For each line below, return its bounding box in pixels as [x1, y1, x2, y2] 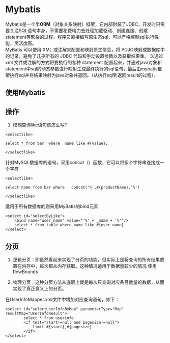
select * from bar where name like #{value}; [5, 141, 108, 146]
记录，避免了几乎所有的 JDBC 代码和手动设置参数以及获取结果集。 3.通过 [9, 52, 163, 59]
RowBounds [12, 269, 38, 275]
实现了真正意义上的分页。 [12, 285, 67, 292]
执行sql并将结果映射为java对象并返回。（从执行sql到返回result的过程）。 [9, 72, 159, 78]
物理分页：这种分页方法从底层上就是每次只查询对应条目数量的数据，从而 [12, 279, 164, 285]
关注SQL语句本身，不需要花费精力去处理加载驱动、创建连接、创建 [9, 27, 148, 34]
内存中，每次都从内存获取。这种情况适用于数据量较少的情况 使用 [21, 262, 157, 269]
